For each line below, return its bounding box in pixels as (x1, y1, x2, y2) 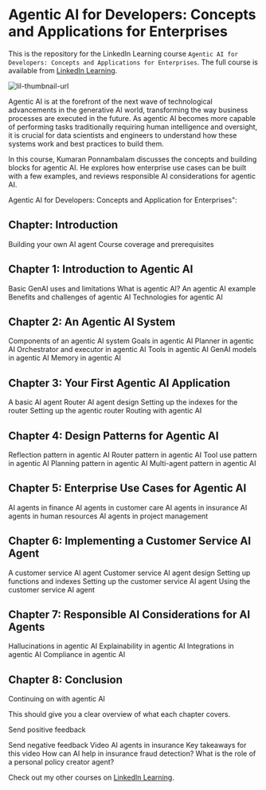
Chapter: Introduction (8, 218, 119, 232)
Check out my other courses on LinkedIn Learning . (8, 772, 175, 782)
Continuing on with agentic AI (8, 694, 106, 704)
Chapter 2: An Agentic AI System (8, 315, 176, 328)
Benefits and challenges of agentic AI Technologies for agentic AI (8, 292, 223, 302)
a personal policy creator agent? (8, 757, 115, 767)
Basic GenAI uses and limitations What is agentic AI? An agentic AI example (8, 284, 256, 293)
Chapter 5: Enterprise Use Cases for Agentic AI (8, 482, 247, 495)
